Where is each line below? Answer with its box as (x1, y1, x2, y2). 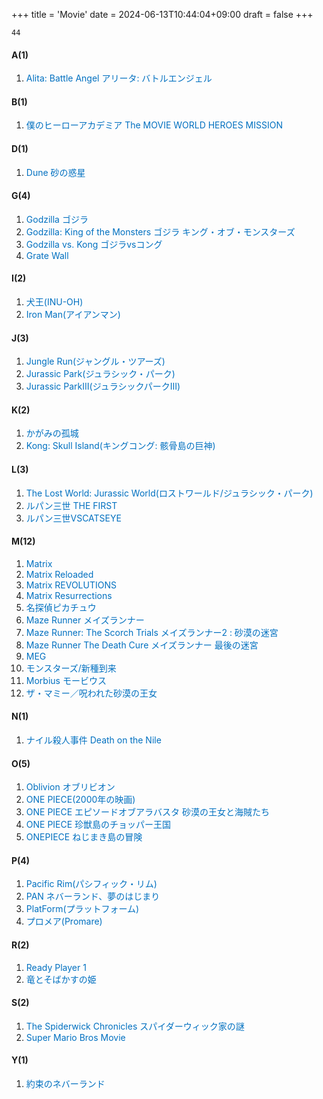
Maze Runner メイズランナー (25, 614, 145, 626)
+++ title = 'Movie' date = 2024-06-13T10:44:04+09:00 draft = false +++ (11, 9, 314, 20)
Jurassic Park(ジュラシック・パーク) (25, 368, 176, 380)
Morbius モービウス (25, 674, 107, 686)
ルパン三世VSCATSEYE (25, 512, 122, 524)
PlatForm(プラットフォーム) (25, 903, 140, 915)
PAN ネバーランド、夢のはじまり (25, 890, 161, 903)
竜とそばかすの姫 (25, 973, 97, 985)
